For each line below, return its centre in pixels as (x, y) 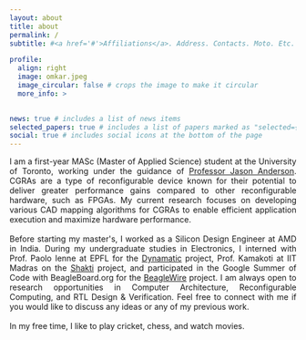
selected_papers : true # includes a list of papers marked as (130, 127)
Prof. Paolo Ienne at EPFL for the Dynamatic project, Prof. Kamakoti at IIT (153, 258)
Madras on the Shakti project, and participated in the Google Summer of (153, 268)
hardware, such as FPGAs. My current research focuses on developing (153, 201)
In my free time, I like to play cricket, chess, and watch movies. (127, 326)
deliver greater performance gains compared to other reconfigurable (153, 191)
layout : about (36, 18)
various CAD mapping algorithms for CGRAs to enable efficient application (153, 210)
